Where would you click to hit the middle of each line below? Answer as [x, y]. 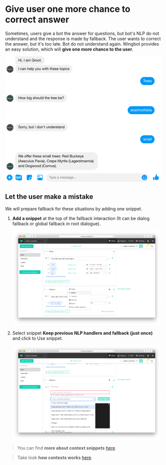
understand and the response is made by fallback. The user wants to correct [83, 39]
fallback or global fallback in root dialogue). [56, 224]
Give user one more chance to [68, 9]
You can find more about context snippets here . [67, 448]
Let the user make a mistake [49, 197]
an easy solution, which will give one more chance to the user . [69, 49]
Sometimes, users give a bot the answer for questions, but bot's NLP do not [82, 33]
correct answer [37, 20]
